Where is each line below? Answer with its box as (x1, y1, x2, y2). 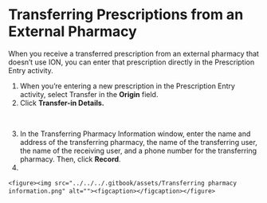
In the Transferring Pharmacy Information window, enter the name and (19, 129, 251, 139)
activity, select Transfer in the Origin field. (19, 89, 159, 99)
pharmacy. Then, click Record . (19, 154, 121, 164)
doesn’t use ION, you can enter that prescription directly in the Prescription (8, 57, 255, 67)
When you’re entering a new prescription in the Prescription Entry (19, 81, 235, 91)
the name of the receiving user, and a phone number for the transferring (19, 146, 257, 155)
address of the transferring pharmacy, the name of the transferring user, (19, 137, 257, 146)
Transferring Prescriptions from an (8, 6, 244, 24)
